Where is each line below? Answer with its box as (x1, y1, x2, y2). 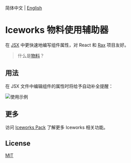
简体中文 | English (5, 5, 42, 11)
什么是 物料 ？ (17, 52, 44, 58)
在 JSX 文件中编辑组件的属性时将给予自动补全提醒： (5, 83, 113, 89)
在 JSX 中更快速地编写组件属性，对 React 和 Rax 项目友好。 (5, 42, 129, 48)
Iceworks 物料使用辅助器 (5, 25, 109, 36)
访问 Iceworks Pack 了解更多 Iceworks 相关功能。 (5, 124, 108, 130)
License (5, 139, 31, 147)
